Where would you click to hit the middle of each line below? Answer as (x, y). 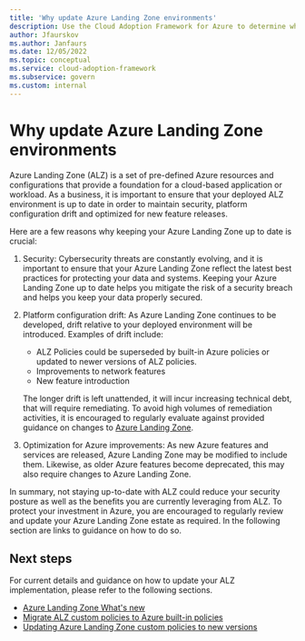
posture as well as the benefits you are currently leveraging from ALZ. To (146, 501)
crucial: (24, 241)
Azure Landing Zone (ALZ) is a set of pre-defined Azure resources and (142, 175)
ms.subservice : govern (52, 77)
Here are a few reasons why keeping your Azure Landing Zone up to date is (151, 231)
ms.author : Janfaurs (49, 43)
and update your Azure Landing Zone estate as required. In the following (145, 520)
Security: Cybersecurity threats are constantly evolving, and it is (143, 258)
